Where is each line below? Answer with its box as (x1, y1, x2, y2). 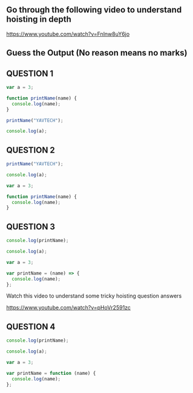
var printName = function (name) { (6, 370, 96, 376)
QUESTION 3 (6, 222, 56, 232)
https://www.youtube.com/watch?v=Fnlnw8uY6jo (6, 30, 130, 37)
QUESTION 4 (6, 321, 56, 331)
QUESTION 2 (6, 145, 56, 155)
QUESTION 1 (6, 68, 54, 78)
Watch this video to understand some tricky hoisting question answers (6, 292, 182, 299)
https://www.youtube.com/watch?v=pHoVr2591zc (6, 304, 131, 312)
